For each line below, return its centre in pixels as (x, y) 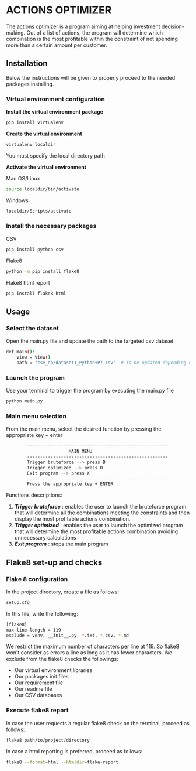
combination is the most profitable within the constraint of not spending (92, 39)
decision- (173, 26)
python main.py (24, 401)
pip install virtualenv (35, 123)
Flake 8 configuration (37, 579)
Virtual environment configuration (55, 99)
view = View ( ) (34, 357)
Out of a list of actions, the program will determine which (95, 32)
